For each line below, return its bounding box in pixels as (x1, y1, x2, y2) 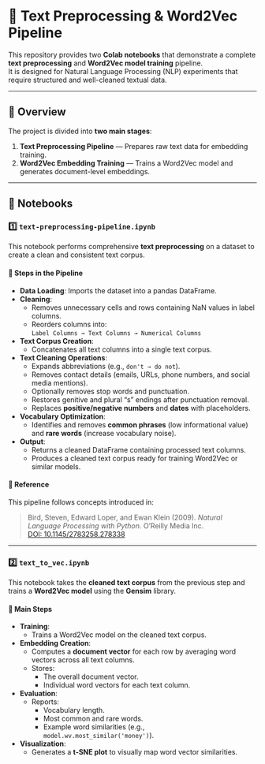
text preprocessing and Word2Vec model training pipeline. (8, 58, 203, 68)
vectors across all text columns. (31, 655, 136, 665)
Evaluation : (19, 689, 58, 699)
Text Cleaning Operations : (19, 352, 108, 362)
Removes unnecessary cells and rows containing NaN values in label (31, 303, 255, 312)
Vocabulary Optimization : (19, 412, 106, 421)
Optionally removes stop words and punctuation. (31, 386, 190, 396)
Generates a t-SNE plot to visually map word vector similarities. (31, 747, 238, 757)
